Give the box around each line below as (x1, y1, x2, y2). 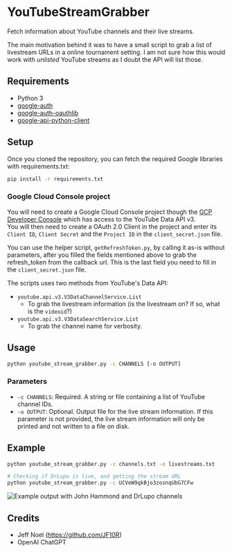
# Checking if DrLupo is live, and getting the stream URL (7, 473, 181, 480)
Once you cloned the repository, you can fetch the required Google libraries (7, 154, 223, 163)
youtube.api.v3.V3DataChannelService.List (17, 293, 142, 301)
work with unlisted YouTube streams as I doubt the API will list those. (7, 55, 203, 63)
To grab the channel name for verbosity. (27, 321, 143, 330)
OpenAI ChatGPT (17, 537, 67, 546)
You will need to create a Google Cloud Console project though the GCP (7, 208, 213, 216)
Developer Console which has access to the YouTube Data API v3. (7, 215, 196, 223)
